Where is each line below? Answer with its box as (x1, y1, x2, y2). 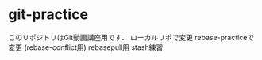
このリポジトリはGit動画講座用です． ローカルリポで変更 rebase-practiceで (8, 32, 255, 42)
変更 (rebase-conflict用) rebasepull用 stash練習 (8, 42, 164, 52)
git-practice (8, 6, 89, 24)
